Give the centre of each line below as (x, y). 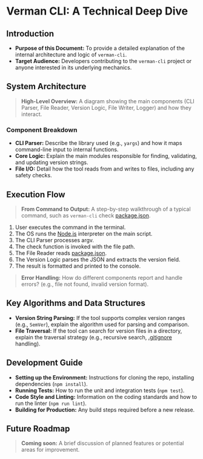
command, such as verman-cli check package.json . (86, 215)
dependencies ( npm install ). (51, 384)
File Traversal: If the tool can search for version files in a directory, (98, 331)
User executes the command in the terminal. (70, 227)
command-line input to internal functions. (67, 149)
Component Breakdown (42, 130)
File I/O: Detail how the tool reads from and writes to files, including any (105, 169)
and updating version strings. (52, 163)
